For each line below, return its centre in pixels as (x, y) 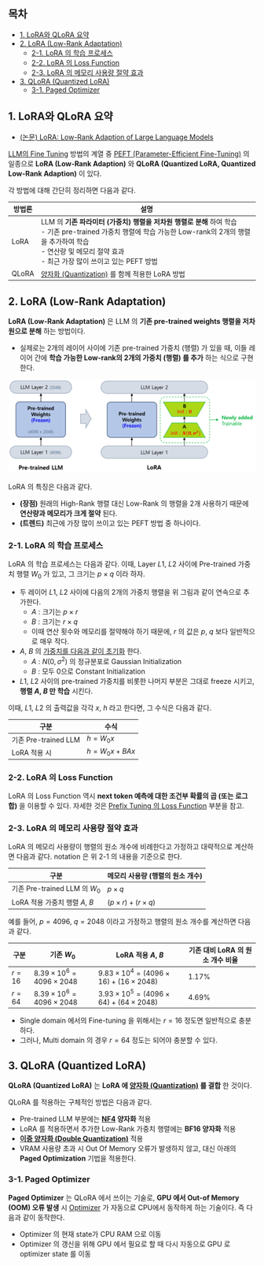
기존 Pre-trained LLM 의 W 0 (56, 889)
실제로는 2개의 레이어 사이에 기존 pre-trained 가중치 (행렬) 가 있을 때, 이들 (133, 347)
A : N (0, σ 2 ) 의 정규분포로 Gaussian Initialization (106, 661)
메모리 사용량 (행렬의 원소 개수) (155, 875)
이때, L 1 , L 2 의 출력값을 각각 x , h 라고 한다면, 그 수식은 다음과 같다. (110, 707)
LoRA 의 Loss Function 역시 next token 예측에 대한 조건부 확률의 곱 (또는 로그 (128, 796)
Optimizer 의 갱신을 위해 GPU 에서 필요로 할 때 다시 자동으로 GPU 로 (125, 1244)
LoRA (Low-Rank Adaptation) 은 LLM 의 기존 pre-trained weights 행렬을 (125, 321)
